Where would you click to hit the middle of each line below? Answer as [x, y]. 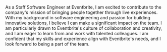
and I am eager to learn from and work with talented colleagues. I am [77, 33]
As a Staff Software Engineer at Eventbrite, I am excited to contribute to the [83, 7]
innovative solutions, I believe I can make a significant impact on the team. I [84, 23]
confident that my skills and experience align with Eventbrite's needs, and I [83, 39]
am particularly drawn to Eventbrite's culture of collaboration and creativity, [84, 28]
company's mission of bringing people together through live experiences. [81, 12]
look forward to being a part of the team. [47, 44]
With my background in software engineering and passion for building [78, 18]
